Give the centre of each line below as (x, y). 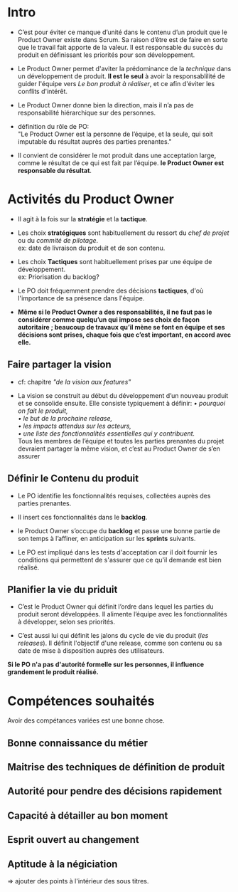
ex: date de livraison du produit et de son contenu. (91, 248)
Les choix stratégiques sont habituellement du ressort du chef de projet (123, 233)
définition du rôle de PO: (53, 126)
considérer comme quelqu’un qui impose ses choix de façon (109, 319)
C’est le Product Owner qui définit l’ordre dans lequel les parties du (116, 607)
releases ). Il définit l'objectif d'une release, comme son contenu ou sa (120, 643)
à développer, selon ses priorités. (66, 622)
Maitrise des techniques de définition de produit (116, 767)
